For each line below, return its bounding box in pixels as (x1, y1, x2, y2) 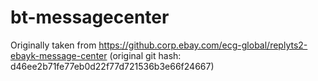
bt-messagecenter (10, 6, 170, 29)
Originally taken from (10, 39, 97, 51)
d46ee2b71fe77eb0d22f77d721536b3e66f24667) (10, 60, 215, 72)
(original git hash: (109, 49, 182, 61)
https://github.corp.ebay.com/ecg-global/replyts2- (98, 39, 308, 51)
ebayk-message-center (10, 49, 108, 61)
